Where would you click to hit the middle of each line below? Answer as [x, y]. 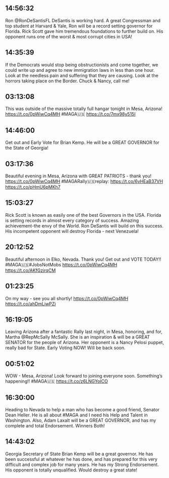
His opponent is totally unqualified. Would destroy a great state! [71, 470]
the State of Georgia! [27, 148]
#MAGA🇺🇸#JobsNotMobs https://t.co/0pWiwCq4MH [61, 264]
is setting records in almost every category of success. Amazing [72, 220]
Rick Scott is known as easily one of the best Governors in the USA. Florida [83, 215]
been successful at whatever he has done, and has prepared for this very [81, 459]
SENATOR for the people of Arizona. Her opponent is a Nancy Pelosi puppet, [85, 343]
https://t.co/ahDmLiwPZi [31, 304]
